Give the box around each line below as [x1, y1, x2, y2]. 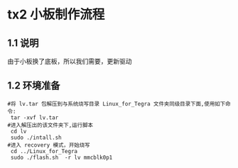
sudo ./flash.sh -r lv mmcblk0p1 [10, 154, 113, 161]
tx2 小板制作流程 [7, 6, 105, 23]
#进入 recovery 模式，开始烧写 [7, 141, 90, 149]
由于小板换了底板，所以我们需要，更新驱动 [7, 57, 132, 65]
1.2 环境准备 [7, 79, 60, 92]
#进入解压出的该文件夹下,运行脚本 [7, 121, 94, 128]
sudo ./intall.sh [10, 134, 62, 141]
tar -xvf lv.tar [10, 114, 59, 121]
